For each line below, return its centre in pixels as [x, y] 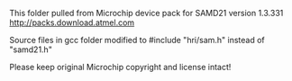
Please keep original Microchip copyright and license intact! [120, 67]
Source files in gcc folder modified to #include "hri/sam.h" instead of [137, 40]
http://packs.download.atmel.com [72, 22]
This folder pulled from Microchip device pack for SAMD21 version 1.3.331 [146, 13]
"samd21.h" [31, 49]
